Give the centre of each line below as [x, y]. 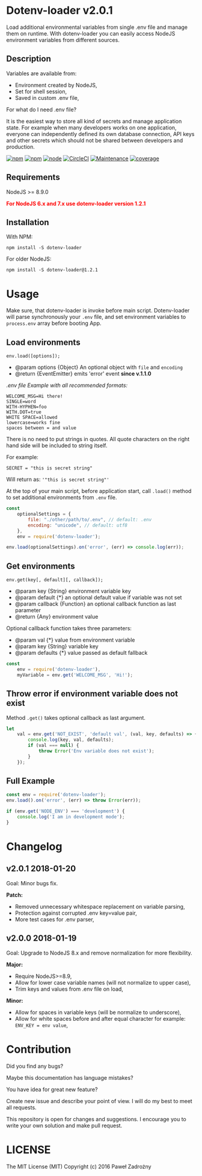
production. [20, 147]
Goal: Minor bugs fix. [32, 883]
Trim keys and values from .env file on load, [69, 989]
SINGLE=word [21, 402]
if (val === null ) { [54, 746]
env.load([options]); [33, 356]
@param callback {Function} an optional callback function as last [95, 604]
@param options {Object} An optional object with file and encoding [99, 367]
